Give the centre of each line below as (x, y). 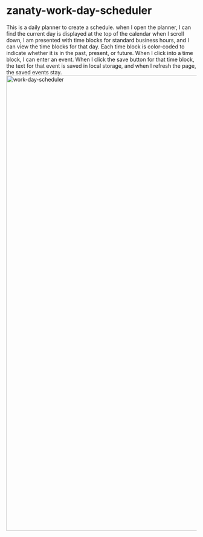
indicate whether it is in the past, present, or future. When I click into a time (100, 53)
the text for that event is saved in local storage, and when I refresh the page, (101, 66)
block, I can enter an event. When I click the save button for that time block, (100, 59)
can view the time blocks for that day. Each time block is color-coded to (95, 47)
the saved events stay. (34, 72)
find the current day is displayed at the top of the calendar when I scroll (95, 33)
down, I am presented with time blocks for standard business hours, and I (98, 40)
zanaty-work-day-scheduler (79, 11)
